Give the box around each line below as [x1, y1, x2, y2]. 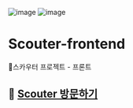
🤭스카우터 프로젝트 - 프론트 [8, 61, 92, 71]
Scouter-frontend [8, 35, 126, 53]
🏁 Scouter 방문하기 [8, 88, 98, 101]
